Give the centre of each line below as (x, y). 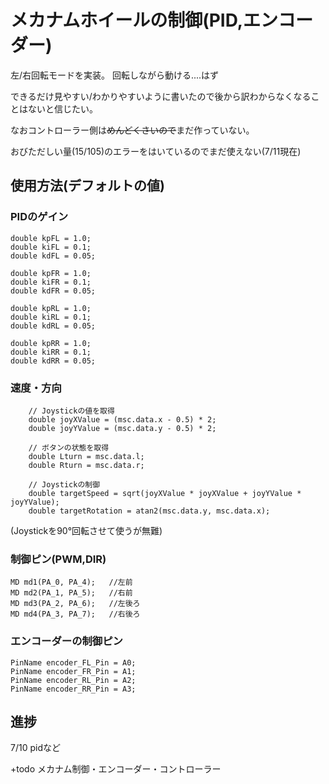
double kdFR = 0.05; (53, 291)
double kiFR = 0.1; (51, 282)
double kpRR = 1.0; (51, 343)
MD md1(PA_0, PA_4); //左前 (71, 582)
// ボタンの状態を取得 (69, 447)
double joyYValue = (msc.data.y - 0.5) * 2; (122, 428)
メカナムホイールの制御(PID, (127, 20)
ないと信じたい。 (62, 108)
